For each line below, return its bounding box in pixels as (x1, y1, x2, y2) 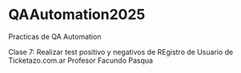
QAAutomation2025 (8, 6, 146, 24)
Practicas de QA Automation (8, 32, 102, 41)
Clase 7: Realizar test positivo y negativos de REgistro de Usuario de (8, 47, 234, 56)
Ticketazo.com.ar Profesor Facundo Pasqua (8, 56, 154, 65)
